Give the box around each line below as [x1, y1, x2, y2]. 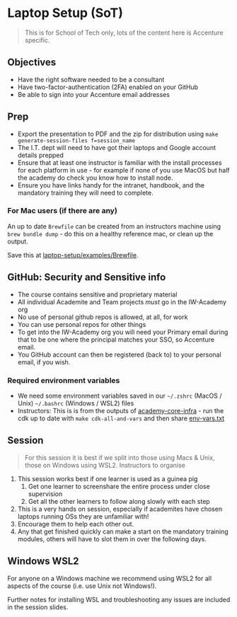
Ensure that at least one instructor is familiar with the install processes [17, 158, 222, 167]
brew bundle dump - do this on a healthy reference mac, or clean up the [7, 229, 214, 238]
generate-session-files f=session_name [17, 137, 136, 144]
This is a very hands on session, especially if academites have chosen [17, 504, 223, 513]
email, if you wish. [17, 357, 71, 366]
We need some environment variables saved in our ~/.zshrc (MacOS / [17, 391, 222, 400]
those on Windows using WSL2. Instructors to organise [24, 461, 186, 469]
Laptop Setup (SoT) [7, 5, 124, 21]
